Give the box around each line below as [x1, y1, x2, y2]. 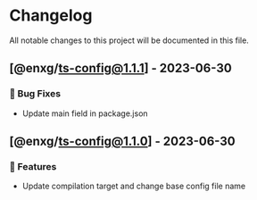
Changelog [9, 5, 93, 26]
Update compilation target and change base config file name [21, 180, 246, 192]
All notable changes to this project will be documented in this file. [9, 35, 250, 46]
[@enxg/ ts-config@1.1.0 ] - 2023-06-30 [9, 134, 236, 149]
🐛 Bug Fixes [9, 87, 61, 100]
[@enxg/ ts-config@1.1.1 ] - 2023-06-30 [9, 61, 232, 76]
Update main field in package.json [21, 108, 149, 119]
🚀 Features [9, 160, 57, 172]
